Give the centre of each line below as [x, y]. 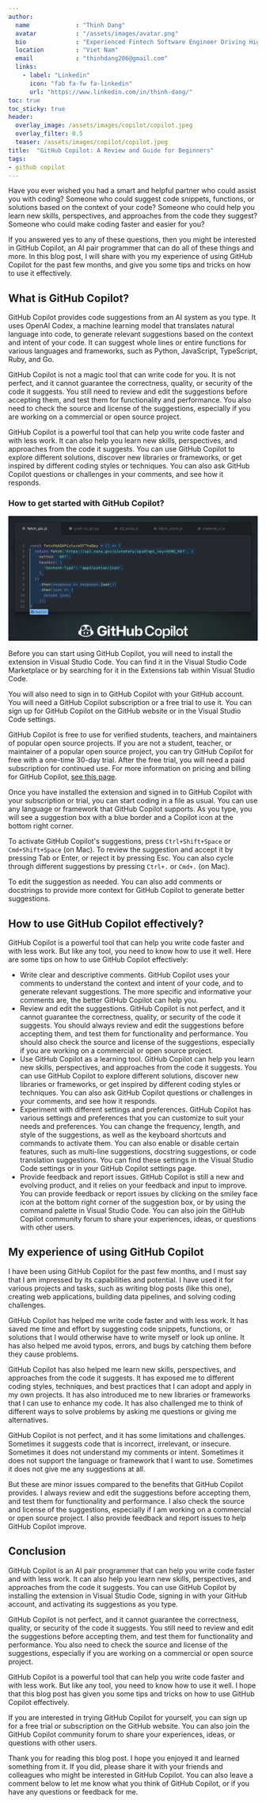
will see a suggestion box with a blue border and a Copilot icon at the [121, 818]
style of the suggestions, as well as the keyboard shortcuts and [123, 1135]
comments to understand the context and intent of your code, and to [131, 983]
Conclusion [37, 1552]
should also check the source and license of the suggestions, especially [137, 1043]
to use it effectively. [40, 273]
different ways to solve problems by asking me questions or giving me [123, 1411]
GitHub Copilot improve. [47, 1526]
